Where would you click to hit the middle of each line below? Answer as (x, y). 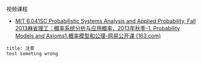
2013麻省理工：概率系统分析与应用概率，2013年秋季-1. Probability (97, 28)
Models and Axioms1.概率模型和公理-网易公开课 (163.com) (88, 36)
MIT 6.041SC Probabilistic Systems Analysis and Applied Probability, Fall (105, 21)
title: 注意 (20, 48)
